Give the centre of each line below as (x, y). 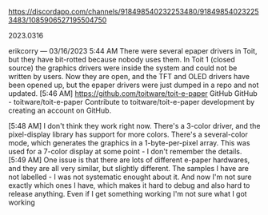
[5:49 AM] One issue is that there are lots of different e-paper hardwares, (129, 160)
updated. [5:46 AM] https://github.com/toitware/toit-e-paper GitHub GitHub (133, 94)
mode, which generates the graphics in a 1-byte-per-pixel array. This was (129, 143)
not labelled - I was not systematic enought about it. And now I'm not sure (130, 177)
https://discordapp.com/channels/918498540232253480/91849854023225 (134, 12)
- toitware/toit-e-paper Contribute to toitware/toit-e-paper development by (132, 102)
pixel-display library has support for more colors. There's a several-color (128, 134)
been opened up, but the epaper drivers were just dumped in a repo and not (134, 85)
